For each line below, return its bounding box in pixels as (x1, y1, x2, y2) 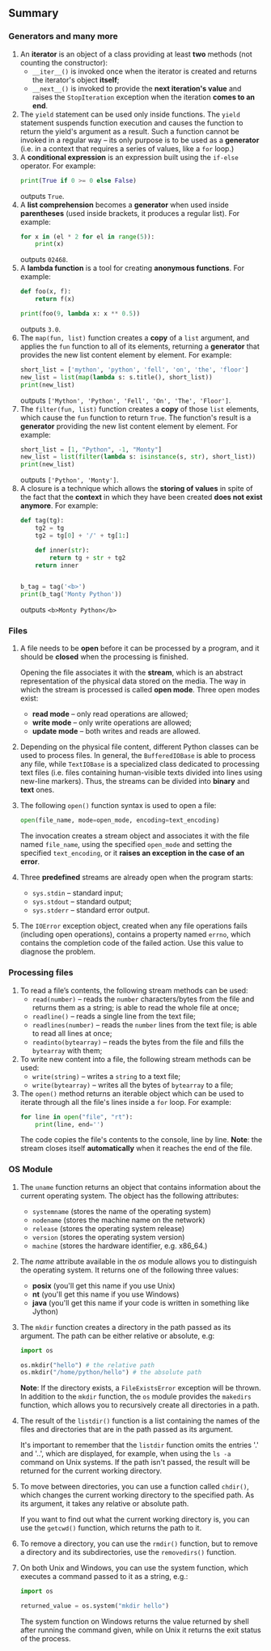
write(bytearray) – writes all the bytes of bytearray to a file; (32, 1080, 233, 1090)
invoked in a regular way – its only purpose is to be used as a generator (19, 135, 260, 145)
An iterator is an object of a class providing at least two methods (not (19, 49, 252, 59)
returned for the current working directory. (19, 1466, 163, 1475)
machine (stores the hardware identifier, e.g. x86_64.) (32, 1241, 208, 1251)
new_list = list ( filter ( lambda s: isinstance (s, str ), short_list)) (19, 453, 256, 461)
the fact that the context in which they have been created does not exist (19, 493, 263, 502)
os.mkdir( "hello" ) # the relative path (19, 1361, 155, 1369)
